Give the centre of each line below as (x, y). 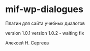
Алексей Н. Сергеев (27, 43)
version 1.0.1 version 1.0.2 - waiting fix (45, 33)
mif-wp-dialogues (44, 9)
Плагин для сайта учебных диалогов (45, 23)
